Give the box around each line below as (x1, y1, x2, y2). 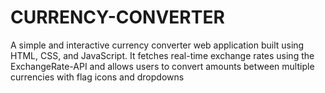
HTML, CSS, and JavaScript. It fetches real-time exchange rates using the (10, 49, 315, 61)
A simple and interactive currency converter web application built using (10, 39, 305, 51)
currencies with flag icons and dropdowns (10, 71, 185, 83)
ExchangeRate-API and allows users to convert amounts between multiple (10, 60, 315, 72)
